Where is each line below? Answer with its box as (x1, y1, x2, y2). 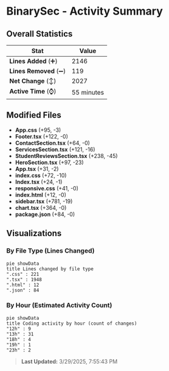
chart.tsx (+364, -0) (15, 204, 67, 211)
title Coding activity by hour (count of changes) (6, 320, 137, 326)
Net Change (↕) (9, 77, 57, 85)
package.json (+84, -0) (15, 211, 75, 218)
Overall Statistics (6, 29, 73, 39)
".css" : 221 (6, 271, 40, 277)
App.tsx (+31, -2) (15, 165, 59, 172)
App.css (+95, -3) (15, 126, 61, 134)
